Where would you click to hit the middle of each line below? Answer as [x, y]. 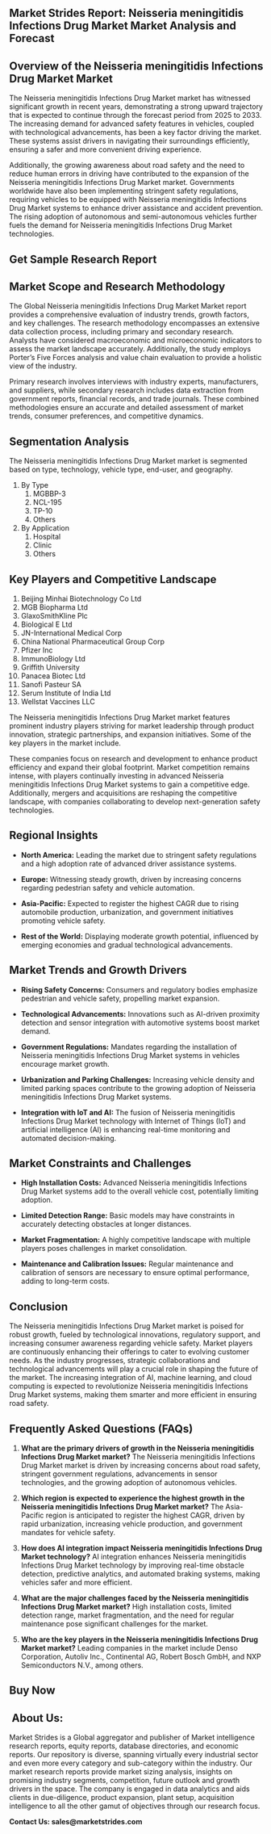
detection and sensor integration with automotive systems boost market [140, 1022]
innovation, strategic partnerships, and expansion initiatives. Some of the [130, 735]
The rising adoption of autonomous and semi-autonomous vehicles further [133, 216]
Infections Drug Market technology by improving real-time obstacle [132, 1565]
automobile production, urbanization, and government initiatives [127, 912]
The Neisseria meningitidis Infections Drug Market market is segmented [129, 461]
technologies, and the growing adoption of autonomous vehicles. [129, 1483]
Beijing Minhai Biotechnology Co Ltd [81, 599]
